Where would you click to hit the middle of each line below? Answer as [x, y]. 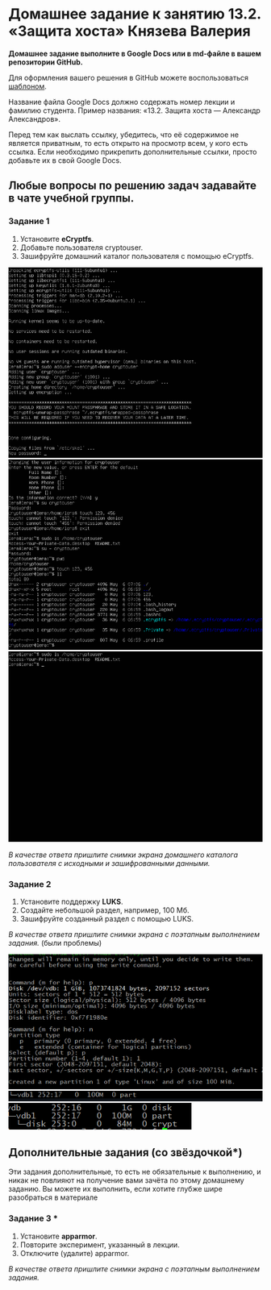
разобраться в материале [53, 1197]
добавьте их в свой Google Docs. [65, 160]
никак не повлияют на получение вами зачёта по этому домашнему [126, 1180]
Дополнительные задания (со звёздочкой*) [125, 1153]
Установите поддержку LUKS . [71, 901]
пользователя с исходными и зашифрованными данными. [109, 863]
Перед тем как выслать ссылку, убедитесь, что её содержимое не [124, 135]
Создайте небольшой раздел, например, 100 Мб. [104, 910]
